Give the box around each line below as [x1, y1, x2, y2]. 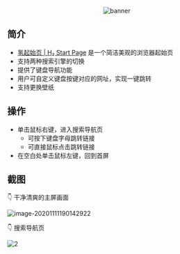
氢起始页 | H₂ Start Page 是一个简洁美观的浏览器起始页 [17, 48, 174, 56]
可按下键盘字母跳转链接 [27, 134, 95, 142]
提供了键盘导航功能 [17, 65, 73, 74]
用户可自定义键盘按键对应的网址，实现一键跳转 [17, 74, 152, 83]
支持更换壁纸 [17, 83, 54, 91]
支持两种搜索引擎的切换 [17, 56, 85, 65]
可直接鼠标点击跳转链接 [27, 143, 95, 151]
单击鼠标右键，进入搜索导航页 [17, 125, 103, 134]
